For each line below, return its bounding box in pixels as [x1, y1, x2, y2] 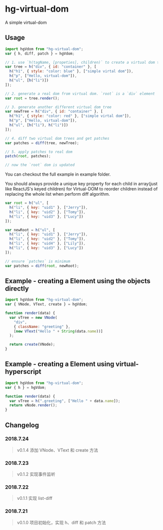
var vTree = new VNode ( [9, 315, 57, 320]
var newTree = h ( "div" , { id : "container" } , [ [5, 109, 103, 114]
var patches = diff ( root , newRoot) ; [5, 263, 79, 268]
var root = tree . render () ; [5, 96, 60, 101]
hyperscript [5, 367, 42, 376]
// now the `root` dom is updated [5, 163, 75, 167]
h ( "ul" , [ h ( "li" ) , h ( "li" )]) [9, 123, 68, 128]
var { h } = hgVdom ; [5, 385, 47, 390]
